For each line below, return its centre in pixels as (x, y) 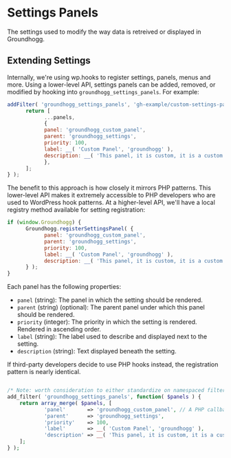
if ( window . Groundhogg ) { (44, 222)
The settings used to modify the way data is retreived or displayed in (104, 32)
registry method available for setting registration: (76, 210)
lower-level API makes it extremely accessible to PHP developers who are (111, 195)
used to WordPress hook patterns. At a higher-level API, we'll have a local (111, 203)
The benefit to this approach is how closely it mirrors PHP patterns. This (109, 188)
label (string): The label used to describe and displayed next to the (112, 337)
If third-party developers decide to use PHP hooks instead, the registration (113, 364)
